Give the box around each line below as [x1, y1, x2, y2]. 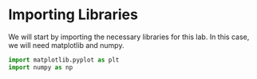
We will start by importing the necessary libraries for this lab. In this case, [8, 32, 250, 41]
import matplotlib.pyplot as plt [8, 56, 120, 64]
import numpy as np [8, 63, 73, 71]
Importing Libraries [8, 6, 138, 24]
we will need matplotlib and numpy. [8, 40, 125, 49]
